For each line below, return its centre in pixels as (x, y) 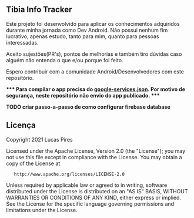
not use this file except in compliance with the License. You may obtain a (94, 157)
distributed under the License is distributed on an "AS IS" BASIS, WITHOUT (97, 191)
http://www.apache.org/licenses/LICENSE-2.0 (69, 174)
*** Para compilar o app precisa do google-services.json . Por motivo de (96, 89)
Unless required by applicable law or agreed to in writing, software (87, 185)
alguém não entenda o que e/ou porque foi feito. (65, 60)
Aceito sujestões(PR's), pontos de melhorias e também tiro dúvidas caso (94, 54)
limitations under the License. (42, 210)
